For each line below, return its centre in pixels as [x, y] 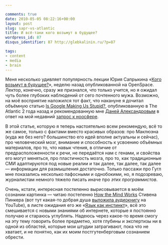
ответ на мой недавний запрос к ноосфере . [52, 117]
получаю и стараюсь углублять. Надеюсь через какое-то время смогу [81, 216]
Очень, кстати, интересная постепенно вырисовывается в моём [74, 189]
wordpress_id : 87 [23, 38]
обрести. [15, 237]
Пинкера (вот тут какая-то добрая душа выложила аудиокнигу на [76, 200]
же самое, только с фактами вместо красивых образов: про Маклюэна [82, 132]
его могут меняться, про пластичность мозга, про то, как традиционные [83, 158]
